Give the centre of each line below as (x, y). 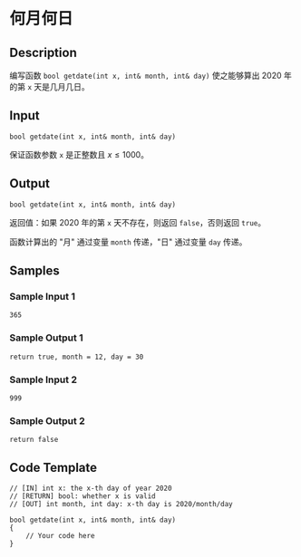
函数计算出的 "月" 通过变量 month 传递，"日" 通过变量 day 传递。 (128, 242)
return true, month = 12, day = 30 (77, 357)
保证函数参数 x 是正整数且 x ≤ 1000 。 (79, 154)
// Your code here (60, 536)
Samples (35, 271)
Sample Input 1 (42, 296)
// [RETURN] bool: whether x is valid (83, 496)
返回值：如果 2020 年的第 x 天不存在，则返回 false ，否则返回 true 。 (137, 222)
